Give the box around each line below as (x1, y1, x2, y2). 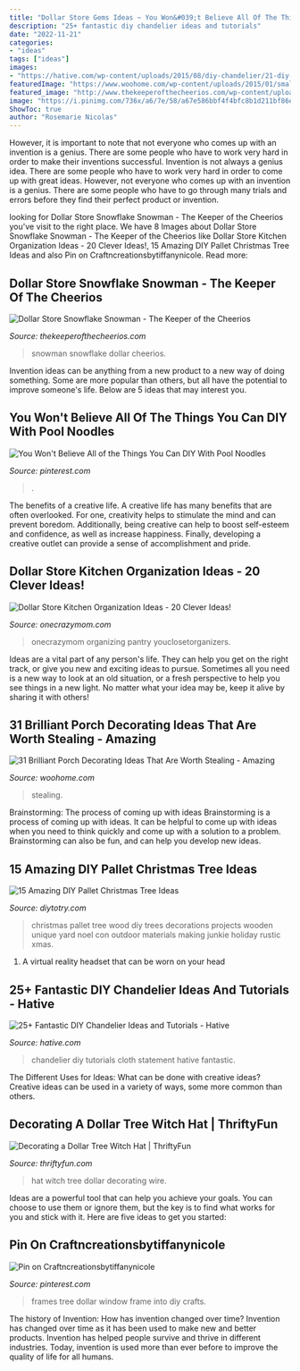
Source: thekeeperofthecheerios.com (9, 330, 146, 341)
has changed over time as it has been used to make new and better (9, 1323, 257, 1333)
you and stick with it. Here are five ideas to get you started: (9, 1211, 227, 1222)
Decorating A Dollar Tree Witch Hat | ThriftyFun (9, 1117, 279, 1132)
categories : (9, 38, 54, 47)
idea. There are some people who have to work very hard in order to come (9, 166, 283, 177)
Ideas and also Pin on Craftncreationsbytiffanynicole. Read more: (9, 250, 248, 260)
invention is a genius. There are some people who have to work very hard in (9, 147, 288, 157)
